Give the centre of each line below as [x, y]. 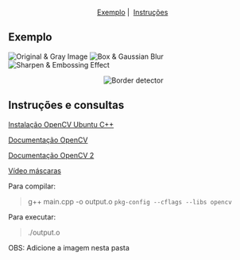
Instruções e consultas [66, 105]
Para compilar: [32, 186]
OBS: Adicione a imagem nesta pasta [69, 247]
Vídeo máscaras [35, 170]
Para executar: [32, 217]
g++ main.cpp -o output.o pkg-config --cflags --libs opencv [130, 201]
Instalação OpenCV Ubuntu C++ [61, 124]
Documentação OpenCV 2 [51, 155]
